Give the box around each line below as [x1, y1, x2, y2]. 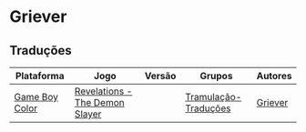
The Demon [74, 96, 125, 108]
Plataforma [15, 70, 65, 82]
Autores [256, 70, 292, 82]
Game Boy [14, 91, 59, 103]
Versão [144, 70, 177, 82]
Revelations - [74, 85, 133, 97]
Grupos [199, 70, 233, 82]
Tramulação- [185, 91, 242, 103]
